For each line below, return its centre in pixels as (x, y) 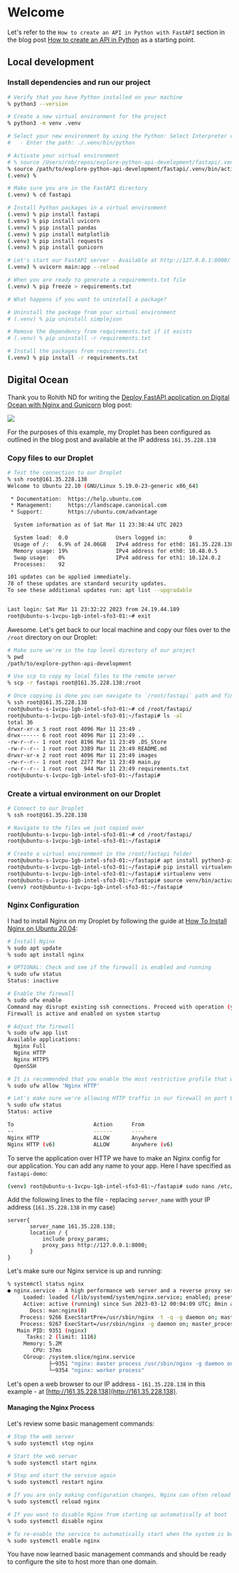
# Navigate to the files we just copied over (76, 828)
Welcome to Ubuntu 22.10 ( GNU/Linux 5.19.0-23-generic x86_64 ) (103, 486)
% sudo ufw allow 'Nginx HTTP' (54, 1086)
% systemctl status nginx (46, 1284)
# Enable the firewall (41, 994)
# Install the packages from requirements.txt (78, 351)
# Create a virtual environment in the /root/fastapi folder (100, 854)
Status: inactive (33, 981)
